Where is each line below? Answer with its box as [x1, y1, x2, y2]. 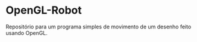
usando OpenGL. [5, 29, 48, 36]
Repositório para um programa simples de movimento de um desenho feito [5, 23, 192, 30]
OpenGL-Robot [5, 4, 82, 17]
